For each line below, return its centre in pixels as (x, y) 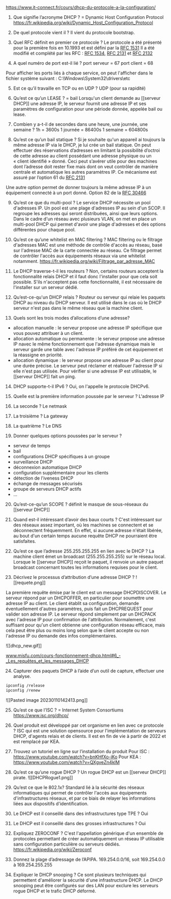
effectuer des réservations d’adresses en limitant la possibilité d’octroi (86, 150)
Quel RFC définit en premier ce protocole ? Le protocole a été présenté (87, 42)
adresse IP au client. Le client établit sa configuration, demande (73, 603)
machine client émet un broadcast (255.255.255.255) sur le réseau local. (89, 557)
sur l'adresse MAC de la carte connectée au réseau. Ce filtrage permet (87, 250)
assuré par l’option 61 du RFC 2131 (49, 177)
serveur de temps (32, 446)
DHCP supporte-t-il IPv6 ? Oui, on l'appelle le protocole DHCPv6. (81, 386)
